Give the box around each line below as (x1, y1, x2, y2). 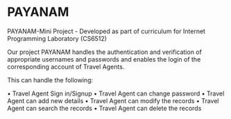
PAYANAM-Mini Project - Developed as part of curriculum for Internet (7, 27, 206, 35)
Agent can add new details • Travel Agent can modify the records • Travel (7, 96, 219, 104)
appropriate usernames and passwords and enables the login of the (7, 55, 201, 63)
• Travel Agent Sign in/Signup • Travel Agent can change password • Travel (7, 89, 225, 98)
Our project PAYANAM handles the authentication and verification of (7, 48, 203, 56)
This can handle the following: (7, 75, 94, 84)
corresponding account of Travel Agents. (7, 62, 125, 71)
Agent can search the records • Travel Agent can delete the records (7, 104, 202, 112)
